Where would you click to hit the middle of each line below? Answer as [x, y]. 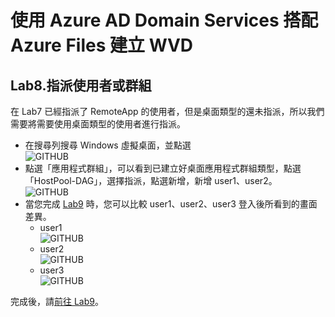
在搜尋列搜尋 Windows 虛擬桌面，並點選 [108, 145]
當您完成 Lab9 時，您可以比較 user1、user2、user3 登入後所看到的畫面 [171, 204]
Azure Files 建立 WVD [102, 45]
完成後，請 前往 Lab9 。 [57, 301]
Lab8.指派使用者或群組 [81, 85]
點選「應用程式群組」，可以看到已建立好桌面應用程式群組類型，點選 [163, 168]
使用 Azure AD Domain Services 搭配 [164, 20]
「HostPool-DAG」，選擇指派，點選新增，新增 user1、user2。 [151, 180]
